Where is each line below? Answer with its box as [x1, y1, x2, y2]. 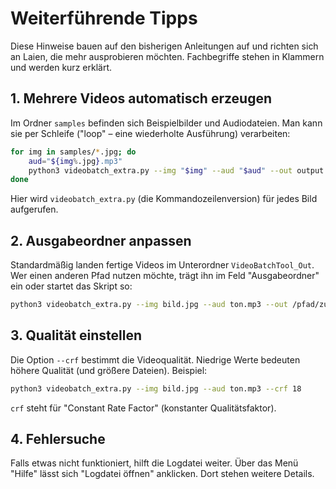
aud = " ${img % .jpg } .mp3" [28, 156, 123, 166]
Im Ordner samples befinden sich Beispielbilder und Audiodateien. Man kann [10, 117, 323, 129]
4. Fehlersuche [10, 431, 106, 448]
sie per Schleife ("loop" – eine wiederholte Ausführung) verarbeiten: [10, 127, 291, 139]
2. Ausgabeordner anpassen [10, 232, 192, 249]
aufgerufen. [10, 203, 59, 216]
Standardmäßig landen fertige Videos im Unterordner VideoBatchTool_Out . [10, 259, 315, 271]
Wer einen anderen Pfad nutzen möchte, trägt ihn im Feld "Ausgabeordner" [10, 270, 320, 282]
